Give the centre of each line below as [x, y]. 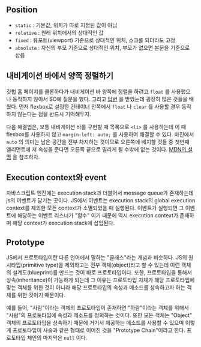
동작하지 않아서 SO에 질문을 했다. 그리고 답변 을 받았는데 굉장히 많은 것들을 [100, 99]
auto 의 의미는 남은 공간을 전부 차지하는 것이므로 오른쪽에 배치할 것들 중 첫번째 [98, 142]
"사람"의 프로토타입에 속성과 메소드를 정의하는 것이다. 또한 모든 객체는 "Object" [99, 315]
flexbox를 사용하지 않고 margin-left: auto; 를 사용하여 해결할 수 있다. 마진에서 [100, 134]
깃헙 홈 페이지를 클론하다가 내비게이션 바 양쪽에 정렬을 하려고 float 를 [88, 91]
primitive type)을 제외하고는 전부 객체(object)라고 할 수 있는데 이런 [101, 265]
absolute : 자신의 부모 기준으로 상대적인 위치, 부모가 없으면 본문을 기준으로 [102, 47]
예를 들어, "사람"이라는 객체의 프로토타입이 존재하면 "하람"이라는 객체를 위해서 [97, 308]
